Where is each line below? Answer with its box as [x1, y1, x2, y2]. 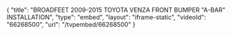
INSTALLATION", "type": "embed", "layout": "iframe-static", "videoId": [6, 13, 206, 21]
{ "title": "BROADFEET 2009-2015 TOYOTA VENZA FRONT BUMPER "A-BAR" [6, 6, 226, 14]
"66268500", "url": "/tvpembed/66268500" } [6, 21, 136, 28]
